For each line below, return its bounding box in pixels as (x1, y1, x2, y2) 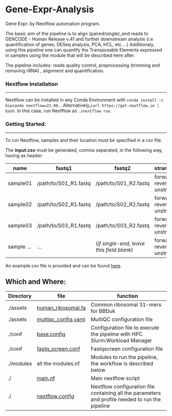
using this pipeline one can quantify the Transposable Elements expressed (5, 47, 162, 53)
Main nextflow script (91, 375, 140, 382)
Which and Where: (5, 277, 67, 286)
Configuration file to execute (91, 324, 160, 331)
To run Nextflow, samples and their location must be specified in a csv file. (5, 137, 162, 143)
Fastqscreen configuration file (91, 345, 163, 352)
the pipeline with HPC (91, 330, 143, 338)
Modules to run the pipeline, (91, 353, 158, 361)
